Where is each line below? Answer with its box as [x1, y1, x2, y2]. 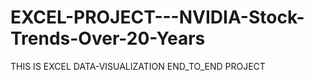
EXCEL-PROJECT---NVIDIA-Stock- [10, 6, 305, 29]
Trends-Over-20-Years [10, 27, 206, 50]
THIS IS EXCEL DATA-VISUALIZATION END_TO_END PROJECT [10, 60, 266, 72]
